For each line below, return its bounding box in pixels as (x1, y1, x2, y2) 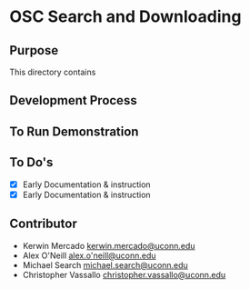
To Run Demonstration (9, 124, 139, 139)
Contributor (9, 216, 77, 232)
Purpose (9, 43, 59, 58)
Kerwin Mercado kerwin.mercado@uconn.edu (22, 240, 195, 251)
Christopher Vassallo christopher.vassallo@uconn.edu (22, 269, 226, 280)
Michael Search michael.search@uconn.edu (22, 259, 188, 270)
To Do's (9, 154, 54, 170)
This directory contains (9, 66, 96, 77)
